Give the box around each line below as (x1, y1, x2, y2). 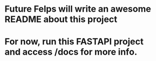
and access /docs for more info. (4, 46, 137, 58)
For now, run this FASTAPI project (4, 36, 144, 47)
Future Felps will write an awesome (4, 3, 151, 15)
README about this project (4, 14, 118, 25)
